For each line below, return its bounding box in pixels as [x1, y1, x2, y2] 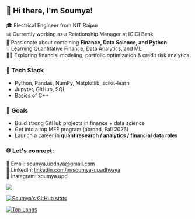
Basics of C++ [14, 92, 50, 99]
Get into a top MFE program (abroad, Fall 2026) [14, 126, 129, 133]
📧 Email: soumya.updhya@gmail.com [6, 160, 95, 167]
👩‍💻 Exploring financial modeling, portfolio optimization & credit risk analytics [6, 51, 190, 58]
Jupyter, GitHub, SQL [14, 86, 66, 93]
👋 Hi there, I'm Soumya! [6, 6, 93, 16]
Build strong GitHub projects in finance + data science [14, 120, 145, 127]
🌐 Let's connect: [6, 147, 54, 155]
